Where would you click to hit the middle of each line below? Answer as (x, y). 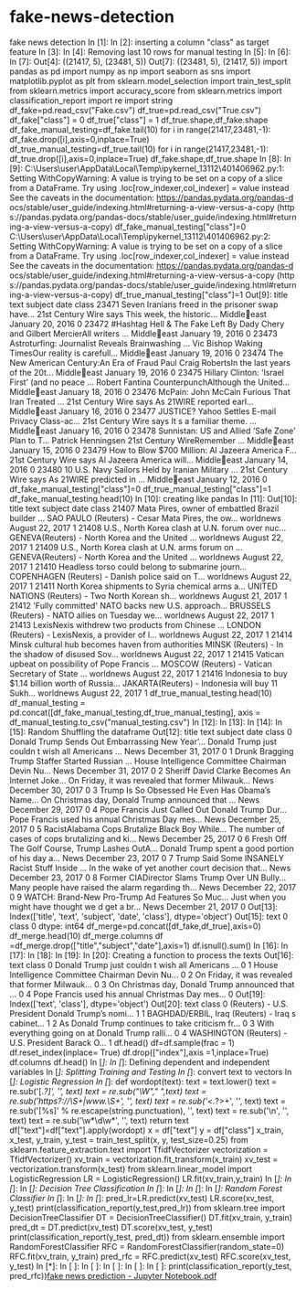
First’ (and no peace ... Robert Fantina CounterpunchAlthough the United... (150, 382)
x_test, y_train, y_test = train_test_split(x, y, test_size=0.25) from (129, 1139)
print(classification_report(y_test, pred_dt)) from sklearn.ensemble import (148, 1237)
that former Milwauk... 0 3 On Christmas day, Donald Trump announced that (152, 984)
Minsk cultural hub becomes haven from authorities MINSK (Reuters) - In (147, 644)
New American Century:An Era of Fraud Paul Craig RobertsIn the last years (150, 362)
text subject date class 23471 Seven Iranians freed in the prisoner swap (144, 304)
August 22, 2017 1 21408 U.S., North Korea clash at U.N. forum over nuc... (148, 528)
